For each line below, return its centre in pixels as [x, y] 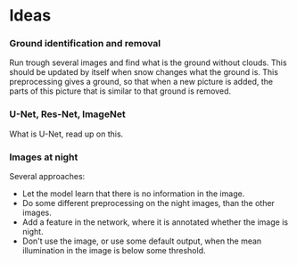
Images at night [44, 157]
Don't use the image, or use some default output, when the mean [142, 241]
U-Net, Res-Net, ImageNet [68, 114]
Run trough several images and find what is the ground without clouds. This [148, 62]
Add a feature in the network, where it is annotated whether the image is [155, 222]
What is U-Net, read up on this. [66, 134]
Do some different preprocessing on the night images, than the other [148, 203]
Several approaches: [47, 177]
